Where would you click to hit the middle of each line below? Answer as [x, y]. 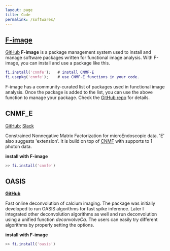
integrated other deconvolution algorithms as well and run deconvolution [81, 214]
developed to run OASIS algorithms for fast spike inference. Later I [75, 209]
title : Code [18, 15]
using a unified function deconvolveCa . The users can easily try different [81, 219]
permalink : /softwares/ [30, 19]
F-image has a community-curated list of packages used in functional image [85, 86]
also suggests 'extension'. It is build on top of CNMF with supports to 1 [79, 141]
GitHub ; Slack [20, 125]
